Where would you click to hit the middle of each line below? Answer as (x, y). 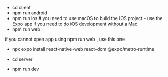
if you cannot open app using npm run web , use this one (65, 39)
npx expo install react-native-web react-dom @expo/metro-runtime (83, 49)
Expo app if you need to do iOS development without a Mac (75, 24)
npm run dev (26, 69)
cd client (21, 7)
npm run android (30, 13)
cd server (22, 59)
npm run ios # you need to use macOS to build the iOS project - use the (87, 18)
